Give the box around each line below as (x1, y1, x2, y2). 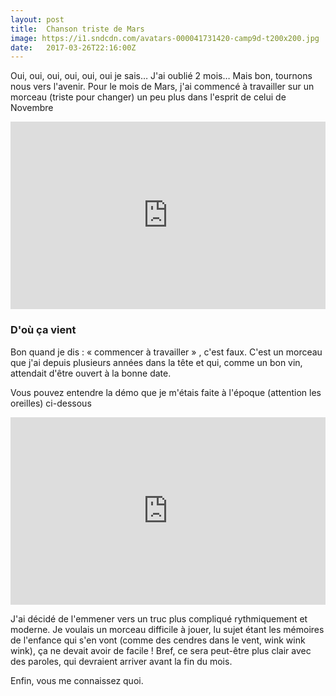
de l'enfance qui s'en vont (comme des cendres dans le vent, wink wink (10, 634, 306, 646)
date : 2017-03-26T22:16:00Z (10, 42, 137, 53)
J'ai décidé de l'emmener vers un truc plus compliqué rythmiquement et (10, 612, 308, 625)
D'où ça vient (10, 323, 77, 337)
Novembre (10, 102, 54, 114)
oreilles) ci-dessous (10, 397, 92, 409)
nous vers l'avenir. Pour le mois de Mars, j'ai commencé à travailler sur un (10, 81, 315, 93)
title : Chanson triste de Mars (10, 24, 145, 34)
